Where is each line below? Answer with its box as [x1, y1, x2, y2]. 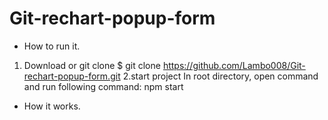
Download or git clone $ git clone [23, 59, 161, 71]
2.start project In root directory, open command [122, 70, 319, 82]
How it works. [23, 100, 81, 112]
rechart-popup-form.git [23, 70, 121, 82]
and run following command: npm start [23, 80, 184, 92]
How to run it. [23, 40, 81, 52]
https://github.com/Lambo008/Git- [162, 59, 306, 71]
